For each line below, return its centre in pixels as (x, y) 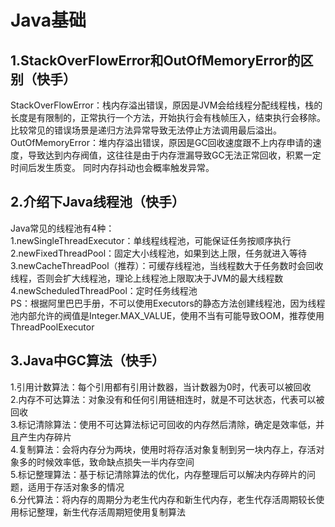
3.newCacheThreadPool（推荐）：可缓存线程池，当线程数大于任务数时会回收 (167, 265)
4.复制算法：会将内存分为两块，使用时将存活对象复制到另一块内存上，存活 (163, 449)
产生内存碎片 (45, 437)
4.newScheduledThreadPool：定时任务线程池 (104, 290)
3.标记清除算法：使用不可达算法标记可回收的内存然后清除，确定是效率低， (163, 424)
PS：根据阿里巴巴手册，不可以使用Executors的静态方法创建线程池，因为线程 (168, 303)
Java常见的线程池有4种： (62, 228)
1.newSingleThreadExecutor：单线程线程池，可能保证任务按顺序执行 (151, 240)
